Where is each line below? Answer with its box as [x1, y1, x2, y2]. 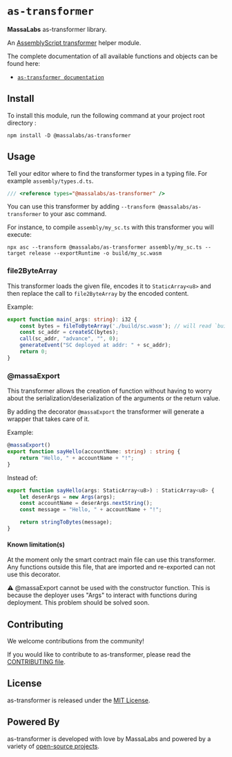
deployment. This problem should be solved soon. [7, 598, 150, 607]
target [7, 250, 26, 257]
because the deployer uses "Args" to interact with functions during [7, 591, 197, 600]
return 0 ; [19, 348, 48, 355]
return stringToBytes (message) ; [19, 519, 113, 526]
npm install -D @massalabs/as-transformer [7, 132, 131, 139]
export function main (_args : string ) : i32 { [7, 316, 137, 323]
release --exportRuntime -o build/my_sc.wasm [28, 250, 162, 257]
